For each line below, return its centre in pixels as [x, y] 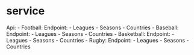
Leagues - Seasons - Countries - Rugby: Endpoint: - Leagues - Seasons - [98, 40]
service [26, 11]
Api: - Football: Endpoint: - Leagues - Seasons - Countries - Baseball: [92, 27]
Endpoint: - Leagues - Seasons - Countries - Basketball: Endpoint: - [90, 33]
